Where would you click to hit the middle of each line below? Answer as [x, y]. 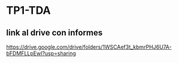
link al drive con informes [55, 33]
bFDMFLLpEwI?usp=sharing [41, 53]
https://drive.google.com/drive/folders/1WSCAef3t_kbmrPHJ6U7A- [89, 47]
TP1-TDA [28, 10]
